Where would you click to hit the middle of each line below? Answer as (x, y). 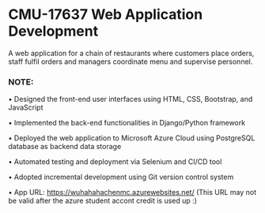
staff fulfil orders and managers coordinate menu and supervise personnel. (131, 62)
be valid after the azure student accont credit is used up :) (103, 201)
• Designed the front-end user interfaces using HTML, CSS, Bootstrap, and (131, 99)
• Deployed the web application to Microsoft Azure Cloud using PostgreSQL (132, 138)
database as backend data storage (65, 147)
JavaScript (26, 107)
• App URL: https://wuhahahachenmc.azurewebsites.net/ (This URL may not (132, 192)
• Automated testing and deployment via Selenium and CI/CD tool (115, 162)
